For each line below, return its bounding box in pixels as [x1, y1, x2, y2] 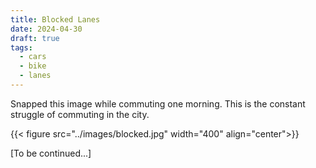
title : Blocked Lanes [10, 14, 101, 25]
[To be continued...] [10, 147, 92, 159]
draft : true [10, 33, 60, 43]
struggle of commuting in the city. [10, 108, 150, 120]
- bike [19, 61, 47, 71]
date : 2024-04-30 [10, 24, 83, 34]
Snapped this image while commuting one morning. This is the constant [10, 97, 306, 110]
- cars [19, 52, 47, 62]
